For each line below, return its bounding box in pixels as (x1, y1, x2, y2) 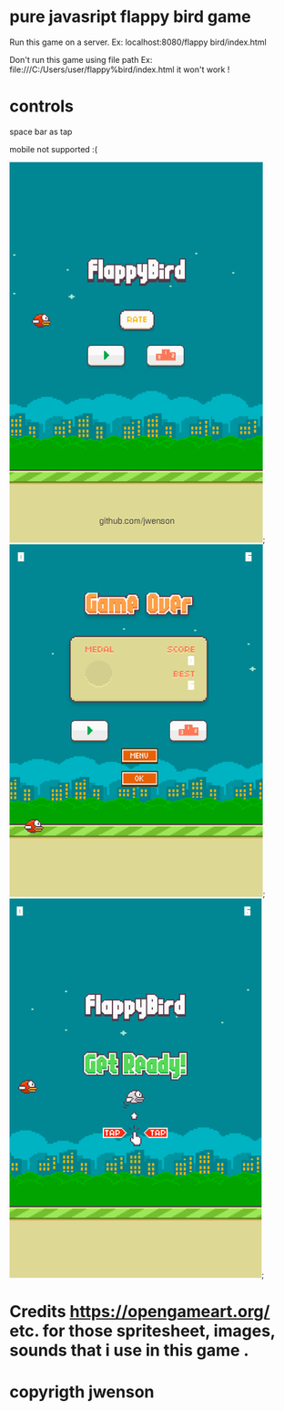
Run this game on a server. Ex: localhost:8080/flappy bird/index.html (9, 37, 267, 47)
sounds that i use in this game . (9, 1340, 249, 1361)
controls (9, 96, 75, 117)
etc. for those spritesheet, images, (9, 1321, 276, 1342)
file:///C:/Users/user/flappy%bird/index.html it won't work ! (9, 64, 230, 75)
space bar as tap (9, 126, 73, 137)
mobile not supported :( (9, 143, 98, 154)
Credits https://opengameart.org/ (9, 1301, 270, 1322)
